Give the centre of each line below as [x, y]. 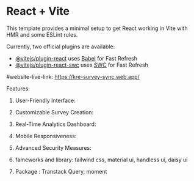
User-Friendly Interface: [45, 100]
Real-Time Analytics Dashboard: [56, 124]
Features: [18, 88]
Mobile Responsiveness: [46, 136]
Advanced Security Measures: [53, 147]
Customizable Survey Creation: [54, 112]
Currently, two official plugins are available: [61, 46]
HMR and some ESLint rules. [42, 34]
